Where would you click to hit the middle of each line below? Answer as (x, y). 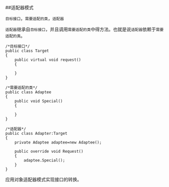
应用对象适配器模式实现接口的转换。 (44, 179)
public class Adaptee (28, 92)
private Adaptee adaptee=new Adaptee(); (58, 142)
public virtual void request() (48, 60)
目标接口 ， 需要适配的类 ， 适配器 (35, 18)
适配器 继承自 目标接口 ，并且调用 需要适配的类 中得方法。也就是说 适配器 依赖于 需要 (84, 29)
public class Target (27, 51)
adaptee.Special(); (45, 160)
